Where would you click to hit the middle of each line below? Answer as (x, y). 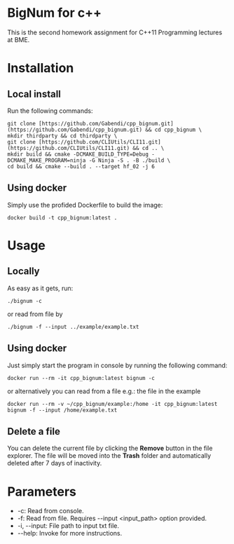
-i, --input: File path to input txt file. (68, 526)
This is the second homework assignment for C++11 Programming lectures (115, 32)
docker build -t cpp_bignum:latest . (62, 218)
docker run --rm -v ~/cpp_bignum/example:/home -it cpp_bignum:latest (112, 404)
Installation (41, 68)
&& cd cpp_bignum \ (173, 130)
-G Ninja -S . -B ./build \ (130, 160)
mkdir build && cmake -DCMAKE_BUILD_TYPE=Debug (78, 154)
